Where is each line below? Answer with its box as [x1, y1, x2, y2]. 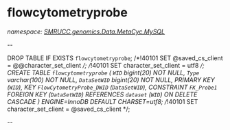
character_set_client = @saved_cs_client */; [7, 105, 130, 113]
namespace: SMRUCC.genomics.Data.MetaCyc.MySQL [7, 27, 165, 36]
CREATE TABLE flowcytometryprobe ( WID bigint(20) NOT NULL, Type [7, 68, 200, 77]
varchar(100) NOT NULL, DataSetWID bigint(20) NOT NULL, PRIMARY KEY [7, 75, 215, 83]
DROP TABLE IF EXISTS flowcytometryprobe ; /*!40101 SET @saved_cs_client [7, 53, 223, 62]
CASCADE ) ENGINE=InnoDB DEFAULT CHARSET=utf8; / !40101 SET [7, 97, 198, 105]
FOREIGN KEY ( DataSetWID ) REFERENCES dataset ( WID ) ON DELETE [7, 90, 198, 99]
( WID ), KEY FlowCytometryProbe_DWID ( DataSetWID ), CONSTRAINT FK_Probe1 [7, 83, 218, 91]
